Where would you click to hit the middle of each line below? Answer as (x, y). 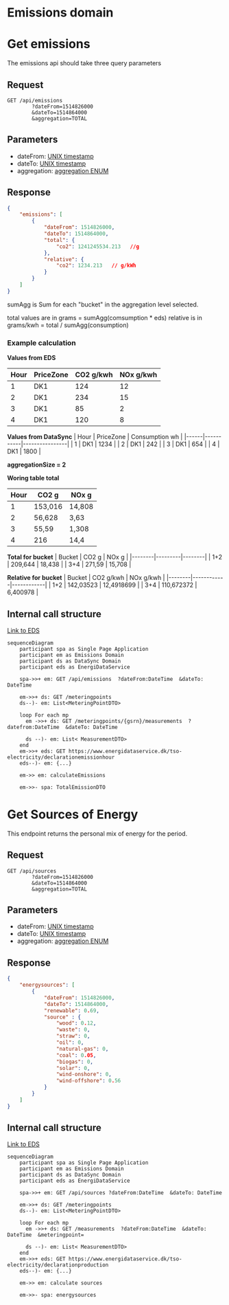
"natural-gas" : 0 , (82, 1049)
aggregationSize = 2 (37, 465)
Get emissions (49, 44)
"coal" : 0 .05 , (76, 1055)
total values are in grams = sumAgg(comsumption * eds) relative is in (105, 317)
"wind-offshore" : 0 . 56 (88, 1081)
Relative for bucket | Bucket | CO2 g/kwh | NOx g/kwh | (86, 578)
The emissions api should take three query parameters (84, 63)
